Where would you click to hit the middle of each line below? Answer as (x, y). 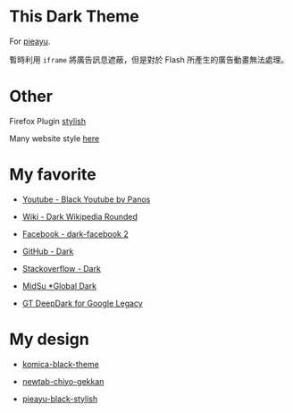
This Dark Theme (75, 17)
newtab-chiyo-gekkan (63, 381)
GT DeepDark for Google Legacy (82, 303)
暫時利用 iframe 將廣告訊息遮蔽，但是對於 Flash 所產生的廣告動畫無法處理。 (149, 59)
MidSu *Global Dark (59, 286)
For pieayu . (30, 41)
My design (49, 339)
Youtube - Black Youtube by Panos (86, 199)
